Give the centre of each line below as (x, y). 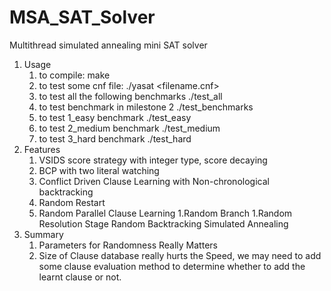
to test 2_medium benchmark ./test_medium (129, 128)
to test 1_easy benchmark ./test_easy (115, 117)
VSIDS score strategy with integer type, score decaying (153, 160)
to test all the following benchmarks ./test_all (130, 96)
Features (42, 149)
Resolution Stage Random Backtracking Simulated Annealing (163, 223)
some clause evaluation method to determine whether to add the (172, 266)
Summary (43, 234)
